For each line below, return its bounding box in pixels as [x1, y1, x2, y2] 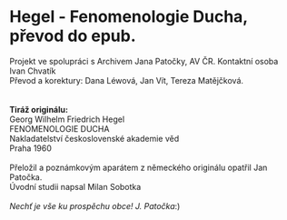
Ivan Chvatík [9, 65, 56, 76]
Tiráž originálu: [9, 104, 68, 115]
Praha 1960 [9, 143, 53, 154]
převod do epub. [9, 25, 136, 46]
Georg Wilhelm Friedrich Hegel [9, 114, 125, 125]
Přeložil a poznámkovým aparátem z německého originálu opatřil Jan [9, 162, 268, 173]
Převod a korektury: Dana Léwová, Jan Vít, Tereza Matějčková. [9, 75, 243, 85]
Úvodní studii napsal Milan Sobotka [9, 181, 142, 192]
